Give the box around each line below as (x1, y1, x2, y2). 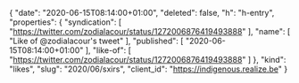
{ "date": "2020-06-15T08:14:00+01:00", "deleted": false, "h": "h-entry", (9, 8, 275, 18)
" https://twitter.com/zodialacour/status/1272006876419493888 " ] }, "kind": (9, 55, 287, 64)
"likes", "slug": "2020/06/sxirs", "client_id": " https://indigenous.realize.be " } (9, 64, 288, 74)
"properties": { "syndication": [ (9, 17, 122, 27)
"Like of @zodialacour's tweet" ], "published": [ (9, 35, 184, 46)
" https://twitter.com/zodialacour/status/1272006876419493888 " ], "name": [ (9, 26, 291, 36)
